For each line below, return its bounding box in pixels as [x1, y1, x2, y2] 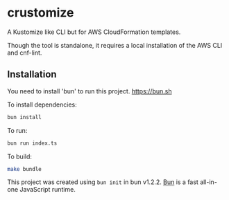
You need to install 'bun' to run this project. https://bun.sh [7, 87, 172, 95]
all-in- [200, 178, 217, 186]
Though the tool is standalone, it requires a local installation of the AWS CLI [7, 41, 223, 49]
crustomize [7, 5, 74, 21]
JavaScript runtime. [19, 185, 76, 194]
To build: [7, 152, 33, 161]
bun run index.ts [7, 140, 58, 147]
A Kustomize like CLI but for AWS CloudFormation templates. [7, 28, 181, 36]
